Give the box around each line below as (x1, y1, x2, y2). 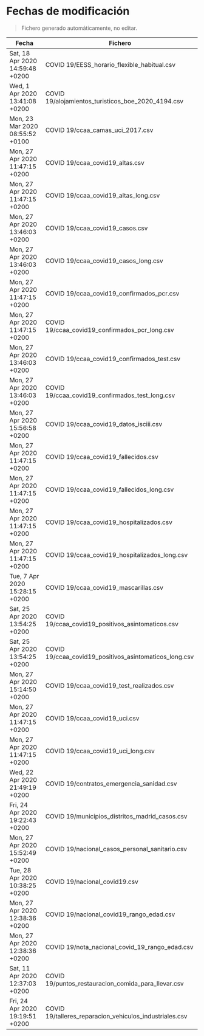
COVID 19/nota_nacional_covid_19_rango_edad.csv (45, 942, 194, 951)
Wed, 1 (9, 81, 30, 90)
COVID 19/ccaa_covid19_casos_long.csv (45, 257, 164, 265)
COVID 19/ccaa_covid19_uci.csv (45, 714, 140, 722)
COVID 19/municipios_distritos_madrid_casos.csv (45, 812, 188, 820)
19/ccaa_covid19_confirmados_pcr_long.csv (45, 325, 174, 334)
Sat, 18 (9, 49, 30, 57)
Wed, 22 (9, 768, 34, 776)
